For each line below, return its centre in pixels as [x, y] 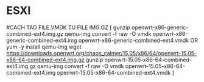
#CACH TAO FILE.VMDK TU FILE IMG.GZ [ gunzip [69, 27]
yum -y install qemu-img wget [44, 47]
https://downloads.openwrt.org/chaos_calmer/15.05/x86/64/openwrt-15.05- [101, 53]
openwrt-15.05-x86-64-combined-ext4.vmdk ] [116, 72]
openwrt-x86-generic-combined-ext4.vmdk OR [138, 40]
